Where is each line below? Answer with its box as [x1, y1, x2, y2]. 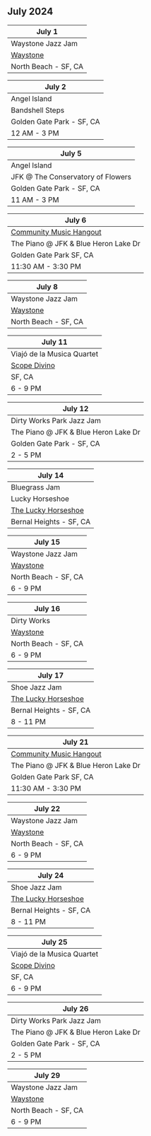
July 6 [64, 215, 87, 225]
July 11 [41, 337, 68, 347]
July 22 [34, 803, 61, 813]
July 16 [34, 603, 61, 613]
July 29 [34, 1070, 61, 1080]
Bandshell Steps [11, 105, 65, 115]
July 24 [37, 870, 64, 880]
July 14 [37, 470, 64, 480]
